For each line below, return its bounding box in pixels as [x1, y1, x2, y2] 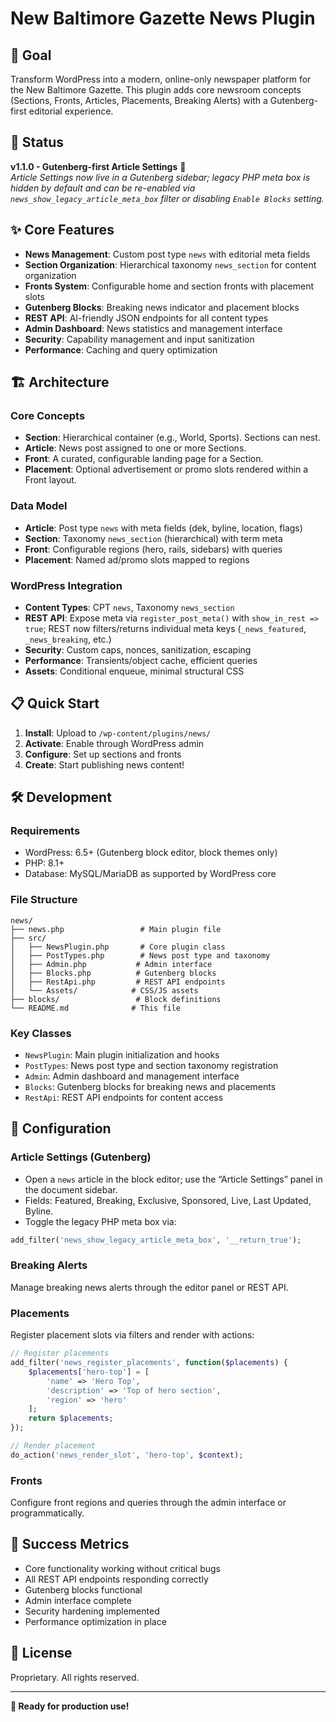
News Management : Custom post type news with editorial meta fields [24, 248, 311, 260]
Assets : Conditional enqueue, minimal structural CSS [24, 665, 245, 677]
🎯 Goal [10, 47, 52, 64]
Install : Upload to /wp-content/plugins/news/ [24, 727, 212, 739]
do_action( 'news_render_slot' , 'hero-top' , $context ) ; [10, 1450, 244, 1460]
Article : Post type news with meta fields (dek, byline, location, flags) [24, 522, 303, 534]
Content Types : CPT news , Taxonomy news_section [24, 601, 235, 613]
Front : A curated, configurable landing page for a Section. [24, 453, 264, 465]
